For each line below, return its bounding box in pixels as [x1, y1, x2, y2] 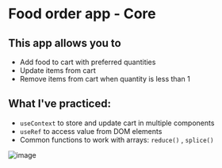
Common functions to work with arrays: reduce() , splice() [19, 135, 214, 144]
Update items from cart [19, 66, 97, 75]
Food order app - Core [8, 5, 156, 23]
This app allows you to [8, 36, 121, 50]
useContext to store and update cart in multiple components [19, 118, 215, 128]
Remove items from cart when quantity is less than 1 [19, 74, 190, 83]
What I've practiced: [8, 97, 111, 111]
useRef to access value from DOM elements [19, 126, 163, 136]
